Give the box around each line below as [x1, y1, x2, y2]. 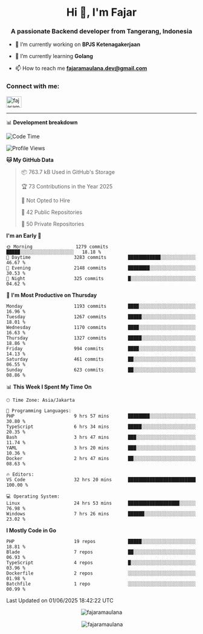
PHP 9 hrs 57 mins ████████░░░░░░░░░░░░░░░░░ [6, 413, 196, 419]
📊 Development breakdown [6, 118, 78, 126]
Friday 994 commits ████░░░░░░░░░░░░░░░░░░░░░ [6, 345, 196, 352]
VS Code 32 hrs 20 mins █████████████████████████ [6, 476, 196, 482]
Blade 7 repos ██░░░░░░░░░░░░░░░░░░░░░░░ [6, 549, 196, 555]
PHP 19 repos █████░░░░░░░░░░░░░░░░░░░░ [6, 538, 196, 544]
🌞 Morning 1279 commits [6, 244, 109, 250]
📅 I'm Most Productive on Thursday [6, 291, 97, 299]
